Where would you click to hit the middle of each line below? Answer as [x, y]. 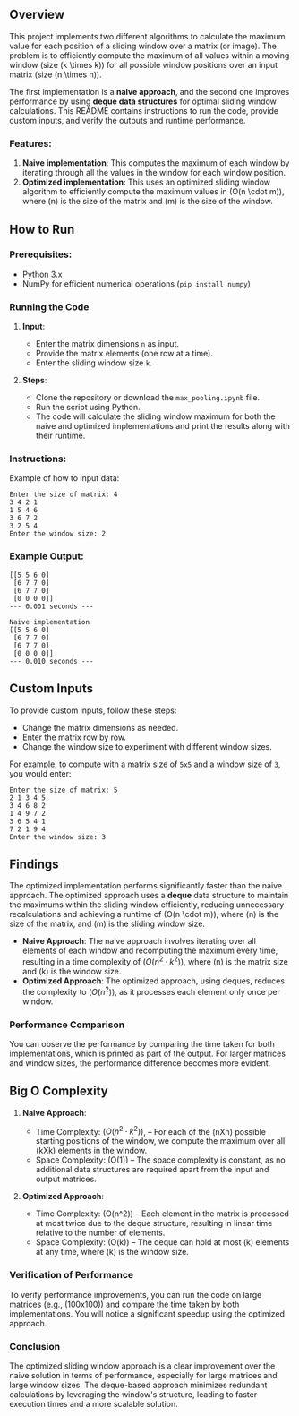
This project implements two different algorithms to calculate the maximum [147, 36]
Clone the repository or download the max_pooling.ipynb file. [148, 398]
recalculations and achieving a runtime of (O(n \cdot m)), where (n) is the [144, 914]
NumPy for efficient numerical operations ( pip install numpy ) [136, 283]
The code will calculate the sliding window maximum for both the [155, 416]
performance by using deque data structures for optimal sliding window [143, 101]
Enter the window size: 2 [57, 534]
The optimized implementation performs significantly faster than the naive [146, 886]
